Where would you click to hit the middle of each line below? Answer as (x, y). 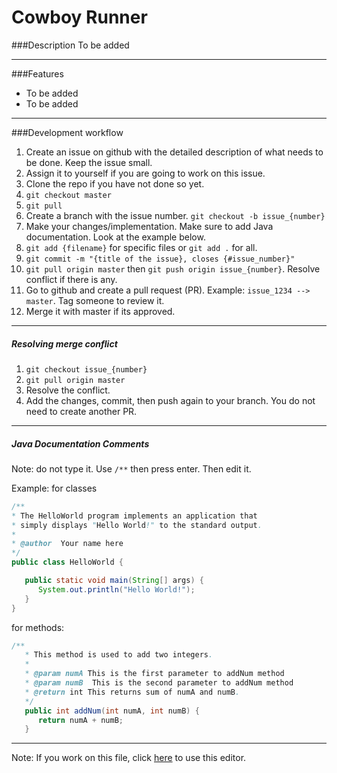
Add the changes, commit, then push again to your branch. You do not (170, 400)
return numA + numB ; (80, 720)
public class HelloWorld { (67, 562)
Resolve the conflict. (68, 390)
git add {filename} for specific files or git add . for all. (141, 247)
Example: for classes (54, 488)
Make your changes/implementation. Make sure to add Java (149, 226)
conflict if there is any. (71, 279)
